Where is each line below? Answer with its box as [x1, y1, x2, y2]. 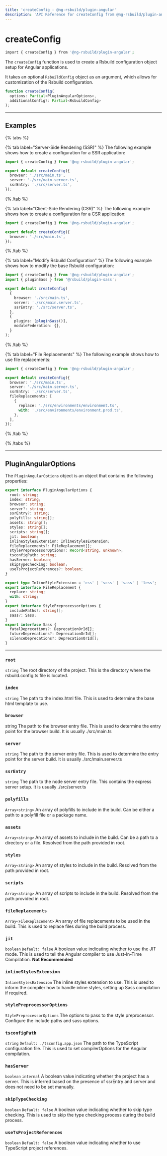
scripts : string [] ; [9, 529, 50, 534]
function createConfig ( [5, 89, 55, 94]
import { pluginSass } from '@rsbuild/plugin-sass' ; [5, 277, 117, 282]
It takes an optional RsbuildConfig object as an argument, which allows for [5, 74, 158, 80]
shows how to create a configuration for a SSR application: [5, 149, 126, 155]
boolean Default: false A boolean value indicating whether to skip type [5, 1107, 153, 1113]
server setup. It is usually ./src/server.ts [5, 784, 86, 790]
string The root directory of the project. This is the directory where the [5, 667, 151, 673]
